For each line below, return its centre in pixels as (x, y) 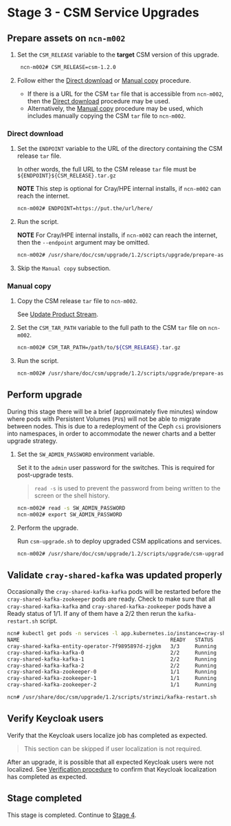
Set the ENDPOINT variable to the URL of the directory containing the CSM (120, 149)
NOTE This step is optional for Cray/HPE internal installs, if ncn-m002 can (119, 189)
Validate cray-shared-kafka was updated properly (115, 575)
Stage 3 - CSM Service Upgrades (103, 13)
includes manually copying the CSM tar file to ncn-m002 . (107, 116)
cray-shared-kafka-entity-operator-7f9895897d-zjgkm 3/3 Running (112, 646)
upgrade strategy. (32, 441)
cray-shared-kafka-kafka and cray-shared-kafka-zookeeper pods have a (109, 606)
